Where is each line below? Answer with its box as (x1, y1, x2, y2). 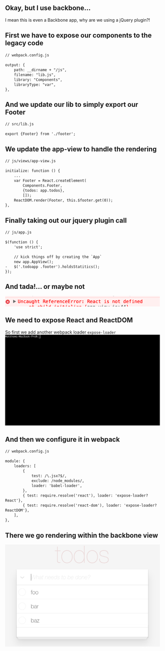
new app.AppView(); (14, 259, 54, 265)
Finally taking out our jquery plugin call (5, 216, 127, 224)
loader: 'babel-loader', (31, 483, 82, 489)
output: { (5, 62, 26, 67)
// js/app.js (5, 230, 32, 235)
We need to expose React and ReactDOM (5, 316, 133, 324)
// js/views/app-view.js (5, 158, 56, 164)
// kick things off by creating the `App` (14, 254, 102, 260)
